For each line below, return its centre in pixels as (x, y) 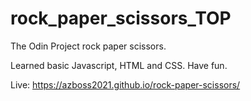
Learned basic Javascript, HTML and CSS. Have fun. (119, 65)
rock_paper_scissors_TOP (121, 18)
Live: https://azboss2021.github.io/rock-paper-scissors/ (125, 84)
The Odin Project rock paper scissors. (88, 46)
